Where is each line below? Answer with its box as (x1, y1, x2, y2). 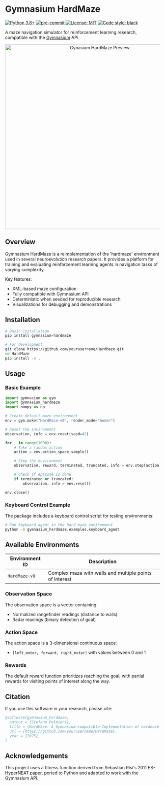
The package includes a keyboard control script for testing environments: (5, 513, 154, 519)
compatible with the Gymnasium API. (5, 34, 80, 40)
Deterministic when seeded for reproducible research (12, 296, 121, 302)
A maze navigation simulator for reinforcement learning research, (5, 29, 137, 35)
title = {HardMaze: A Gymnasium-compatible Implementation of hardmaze (9, 724, 160, 729)
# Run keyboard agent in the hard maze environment (5, 522, 113, 527)
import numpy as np (5, 405, 45, 410)
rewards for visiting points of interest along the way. (5, 678, 110, 684)
